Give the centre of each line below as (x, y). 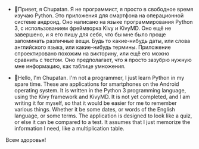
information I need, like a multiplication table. (69, 128)
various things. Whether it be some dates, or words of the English (94, 109)
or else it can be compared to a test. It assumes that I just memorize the (102, 122)
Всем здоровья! (26, 140)
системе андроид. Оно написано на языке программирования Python (103, 22)
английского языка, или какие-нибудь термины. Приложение (92, 47)
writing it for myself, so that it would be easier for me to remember (95, 103)
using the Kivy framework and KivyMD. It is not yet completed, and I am (102, 97)
